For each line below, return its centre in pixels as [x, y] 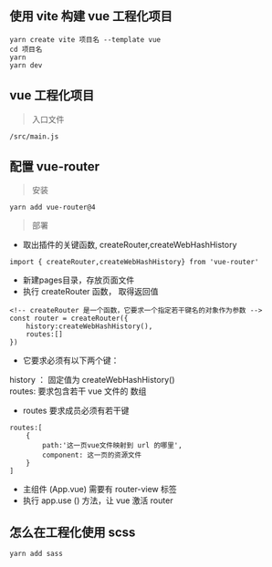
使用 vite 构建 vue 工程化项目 [91, 16]
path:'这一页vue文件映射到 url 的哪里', [112, 446]
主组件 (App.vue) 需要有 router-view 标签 [100, 490]
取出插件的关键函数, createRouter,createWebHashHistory [130, 245]
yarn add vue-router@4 [52, 208]
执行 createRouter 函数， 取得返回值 [90, 292]
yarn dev [26, 65]
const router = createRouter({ [69, 319]
